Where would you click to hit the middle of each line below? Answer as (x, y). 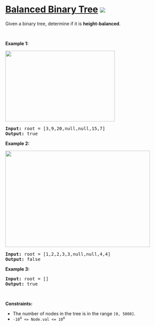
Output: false (23, 259)
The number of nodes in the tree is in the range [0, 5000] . (74, 313)
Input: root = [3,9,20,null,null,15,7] (55, 128)
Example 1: (17, 43)
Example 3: (17, 269)
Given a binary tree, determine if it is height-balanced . (63, 24)
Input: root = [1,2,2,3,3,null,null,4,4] (58, 254)
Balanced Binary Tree (52, 9)
